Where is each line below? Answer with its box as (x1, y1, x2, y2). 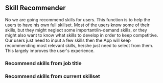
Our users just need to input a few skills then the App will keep (5, 37, 131, 43)
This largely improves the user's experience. (5, 48, 95, 53)
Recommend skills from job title (5, 60, 82, 66)
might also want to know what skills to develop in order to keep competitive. (5, 32, 158, 38)
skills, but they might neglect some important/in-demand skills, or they (5, 27, 147, 33)
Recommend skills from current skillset (5, 73, 100, 80)
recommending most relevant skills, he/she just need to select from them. (5, 42, 153, 48)
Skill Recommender (5, 4, 66, 12)
